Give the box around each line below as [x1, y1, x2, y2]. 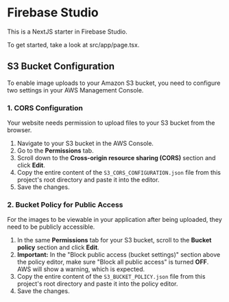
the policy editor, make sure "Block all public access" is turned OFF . [16, 258, 209, 266]
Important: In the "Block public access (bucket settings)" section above [16, 251, 221, 259]
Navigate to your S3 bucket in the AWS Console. [16, 139, 154, 148]
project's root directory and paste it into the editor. [16, 176, 160, 184]
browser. [7, 126, 32, 134]
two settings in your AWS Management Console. [7, 86, 144, 94]
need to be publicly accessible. [7, 223, 95, 231]
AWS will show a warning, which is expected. [16, 265, 145, 273]
